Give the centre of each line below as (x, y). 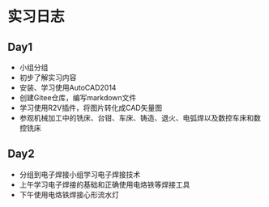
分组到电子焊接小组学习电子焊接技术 (80, 174)
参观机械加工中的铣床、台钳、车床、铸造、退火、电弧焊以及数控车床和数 (140, 118)
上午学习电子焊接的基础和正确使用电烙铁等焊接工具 (105, 184)
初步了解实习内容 (48, 77)
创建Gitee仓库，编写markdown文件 (78, 97)
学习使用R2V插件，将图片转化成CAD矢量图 (91, 108)
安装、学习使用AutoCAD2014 (68, 87)
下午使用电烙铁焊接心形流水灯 (69, 194)
